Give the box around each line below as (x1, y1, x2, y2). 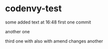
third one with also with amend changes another (5, 38, 104, 44)
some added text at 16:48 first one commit (5, 19, 91, 25)
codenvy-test (5, 3, 62, 14)
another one (5, 28, 30, 34)
